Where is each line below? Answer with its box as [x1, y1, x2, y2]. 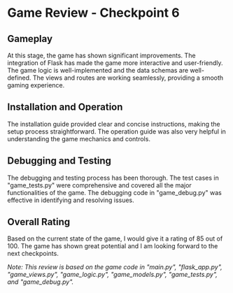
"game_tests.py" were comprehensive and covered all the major [7, 180, 192, 190]
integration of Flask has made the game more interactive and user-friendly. [7, 59, 223, 67]
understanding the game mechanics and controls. [7, 134, 150, 143]
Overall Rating [7, 216, 71, 228]
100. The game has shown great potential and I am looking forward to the [7, 242, 218, 250]
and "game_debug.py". [7, 278, 74, 286]
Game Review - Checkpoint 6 [7, 5, 180, 21]
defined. [7, 73, 31, 82]
